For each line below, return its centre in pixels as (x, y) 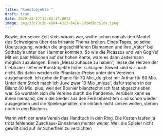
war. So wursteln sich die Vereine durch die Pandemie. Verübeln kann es (78, 93)
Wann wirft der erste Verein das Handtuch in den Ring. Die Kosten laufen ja (80, 118)
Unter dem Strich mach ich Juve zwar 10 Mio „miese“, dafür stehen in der (78, 83)
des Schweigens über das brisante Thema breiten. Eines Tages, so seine (78, 42)
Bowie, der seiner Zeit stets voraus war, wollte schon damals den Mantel (78, 37)
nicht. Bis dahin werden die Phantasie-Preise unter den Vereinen (70, 73)
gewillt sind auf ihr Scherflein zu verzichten (49, 128)
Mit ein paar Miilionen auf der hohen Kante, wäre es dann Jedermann (74, 57)
